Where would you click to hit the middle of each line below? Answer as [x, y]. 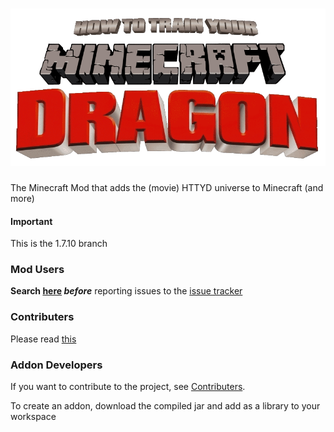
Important [31, 221]
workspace [33, 417]
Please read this [43, 339]
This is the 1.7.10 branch [59, 244]
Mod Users [37, 270]
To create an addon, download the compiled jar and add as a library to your [165, 406]
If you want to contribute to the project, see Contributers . [128, 387]
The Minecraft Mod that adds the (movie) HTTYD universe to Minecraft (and [167, 187]
